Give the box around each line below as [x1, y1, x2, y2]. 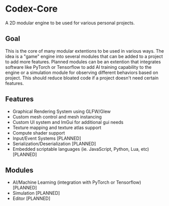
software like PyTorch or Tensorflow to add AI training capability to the [5, 64, 152, 70]
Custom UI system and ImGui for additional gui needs [12, 119, 124, 125]
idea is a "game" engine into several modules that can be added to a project [5, 53, 163, 59]
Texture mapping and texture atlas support [12, 125, 102, 131]
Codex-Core [5, 3, 58, 15]
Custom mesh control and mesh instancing [12, 113, 102, 119]
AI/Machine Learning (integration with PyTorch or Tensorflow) [12, 179, 141, 185]
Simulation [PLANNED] [12, 190, 60, 196]
